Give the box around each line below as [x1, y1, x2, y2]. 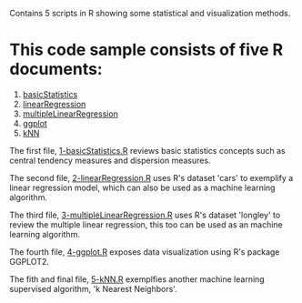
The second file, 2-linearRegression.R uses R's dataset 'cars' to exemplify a [9, 172, 294, 183]
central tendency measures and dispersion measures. [9, 155, 211, 166]
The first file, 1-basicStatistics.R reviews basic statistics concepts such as [9, 145, 286, 156]
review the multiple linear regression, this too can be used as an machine [9, 218, 284, 230]
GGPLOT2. [9, 256, 50, 267]
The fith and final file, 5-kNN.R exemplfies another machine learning [9, 273, 266, 285]
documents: [9, 59, 103, 80]
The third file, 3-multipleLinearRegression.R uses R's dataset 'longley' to [9, 209, 281, 220]
